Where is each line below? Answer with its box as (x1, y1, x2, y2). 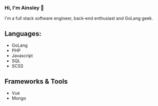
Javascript (11, 53, 33, 59)
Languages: (4, 29, 42, 38)
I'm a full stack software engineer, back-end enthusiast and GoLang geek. (4, 16, 153, 21)
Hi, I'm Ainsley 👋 (4, 4, 44, 11)
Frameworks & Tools (4, 77, 68, 86)
